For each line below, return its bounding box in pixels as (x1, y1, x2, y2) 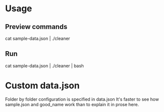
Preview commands (5, 23, 68, 31)
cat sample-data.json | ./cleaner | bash (5, 62, 84, 69)
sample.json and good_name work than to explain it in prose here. (5, 101, 139, 107)
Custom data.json (5, 80, 80, 91)
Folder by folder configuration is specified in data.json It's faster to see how (5, 96, 159, 102)
